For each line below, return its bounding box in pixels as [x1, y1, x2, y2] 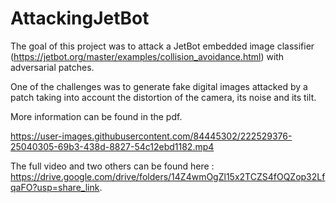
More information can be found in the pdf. [10, 110, 183, 122]
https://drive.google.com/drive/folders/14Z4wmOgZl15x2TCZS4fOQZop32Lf [10, 170, 326, 182]
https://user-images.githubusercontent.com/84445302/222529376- [10, 130, 293, 142]
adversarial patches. [10, 61, 95, 73]
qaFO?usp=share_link [10, 181, 100, 193]
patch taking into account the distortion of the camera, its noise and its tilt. [10, 91, 317, 103]
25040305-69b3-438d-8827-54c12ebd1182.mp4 [10, 140, 215, 152]
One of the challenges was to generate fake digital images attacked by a [10, 80, 308, 92]
